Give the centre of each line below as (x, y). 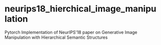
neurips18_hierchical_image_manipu (80, 9)
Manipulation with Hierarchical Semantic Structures (56, 37)
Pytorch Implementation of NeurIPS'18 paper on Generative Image (71, 32)
